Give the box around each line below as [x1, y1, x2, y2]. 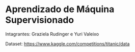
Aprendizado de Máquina [5, 4, 115, 15]
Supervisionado [5, 14, 74, 26]
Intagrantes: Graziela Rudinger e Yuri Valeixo [5, 31, 99, 37]
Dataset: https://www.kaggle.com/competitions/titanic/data [5, 40, 130, 46]
